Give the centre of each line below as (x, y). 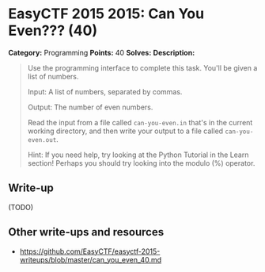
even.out (42, 140)
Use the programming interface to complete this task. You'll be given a (142, 67)
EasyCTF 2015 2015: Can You (106, 14)
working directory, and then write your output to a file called (125, 131)
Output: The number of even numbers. (90, 107)
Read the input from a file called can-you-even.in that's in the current (140, 122)
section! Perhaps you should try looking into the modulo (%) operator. (141, 163)
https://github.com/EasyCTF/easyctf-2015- (90, 251)
